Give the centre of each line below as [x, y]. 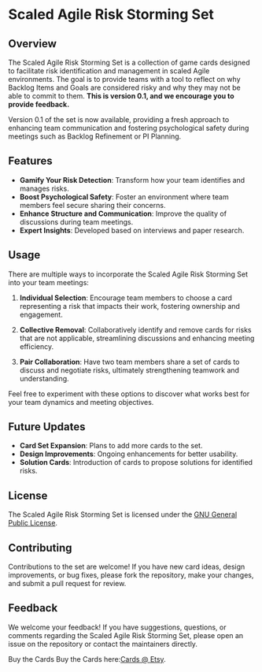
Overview [33, 44]
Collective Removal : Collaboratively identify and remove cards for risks [135, 329]
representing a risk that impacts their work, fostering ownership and [129, 306]
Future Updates [47, 427]
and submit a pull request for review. [67, 584]
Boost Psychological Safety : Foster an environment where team [124, 197]
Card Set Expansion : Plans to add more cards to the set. [111, 446]
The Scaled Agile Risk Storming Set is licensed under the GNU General [123, 514]
